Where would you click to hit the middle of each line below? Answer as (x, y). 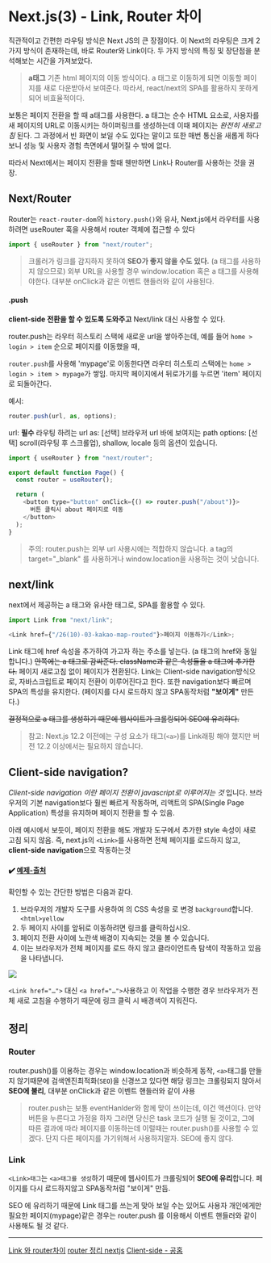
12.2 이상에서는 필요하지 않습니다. (90, 746)
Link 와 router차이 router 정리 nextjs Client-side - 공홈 (96, 1250)
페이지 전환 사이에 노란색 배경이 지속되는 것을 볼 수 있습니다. (115, 938)
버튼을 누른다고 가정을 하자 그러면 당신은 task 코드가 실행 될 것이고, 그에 (142, 1118)
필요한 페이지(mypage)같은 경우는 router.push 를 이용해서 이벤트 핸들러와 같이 (133, 1215)
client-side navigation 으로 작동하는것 (70, 850)
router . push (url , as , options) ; (63, 416)
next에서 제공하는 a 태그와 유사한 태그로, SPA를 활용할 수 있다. (107, 605)
